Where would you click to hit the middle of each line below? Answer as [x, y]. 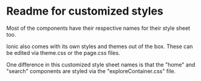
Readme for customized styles [85, 11]
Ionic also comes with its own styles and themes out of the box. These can [100, 46]
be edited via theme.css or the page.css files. [63, 52]
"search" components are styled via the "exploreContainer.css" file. [91, 71]
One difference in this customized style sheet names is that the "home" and [101, 65]
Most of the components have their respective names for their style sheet [98, 28]
